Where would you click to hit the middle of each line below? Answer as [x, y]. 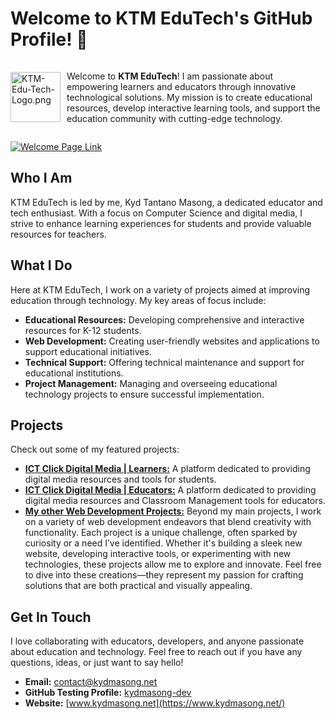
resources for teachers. [58, 234]
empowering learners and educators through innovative [181, 86]
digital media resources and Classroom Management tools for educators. [175, 501]
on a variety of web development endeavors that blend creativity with [168, 522]
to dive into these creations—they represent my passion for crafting [164, 575]
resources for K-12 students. [83, 330]
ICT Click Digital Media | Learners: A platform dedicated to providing [167, 469]
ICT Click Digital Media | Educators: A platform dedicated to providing [170, 490]
